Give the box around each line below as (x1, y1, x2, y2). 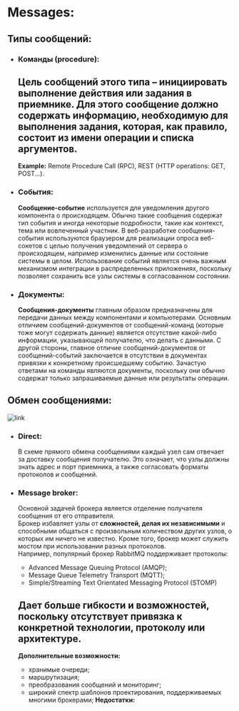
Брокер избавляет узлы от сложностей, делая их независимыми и (17, 519, 225, 528)
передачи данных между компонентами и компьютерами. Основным (17, 313, 231, 322)
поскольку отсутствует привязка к (17, 610, 183, 623)
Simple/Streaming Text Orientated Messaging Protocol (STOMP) (28, 578, 218, 587)
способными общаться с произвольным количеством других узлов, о (17, 527, 233, 536)
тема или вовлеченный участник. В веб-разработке (17, 226, 177, 235)
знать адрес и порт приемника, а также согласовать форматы (17, 463, 209, 471)
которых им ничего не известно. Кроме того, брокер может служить (17, 534, 229, 543)
